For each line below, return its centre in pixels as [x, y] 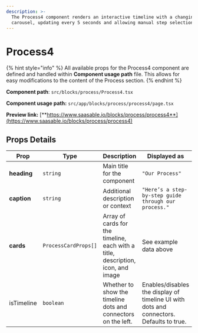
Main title [115, 166]
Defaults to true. [164, 322]
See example [160, 242]
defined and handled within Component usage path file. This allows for [93, 74]
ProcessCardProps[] [70, 246]
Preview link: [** [27, 115]
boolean [53, 303]
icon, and [115, 268]
